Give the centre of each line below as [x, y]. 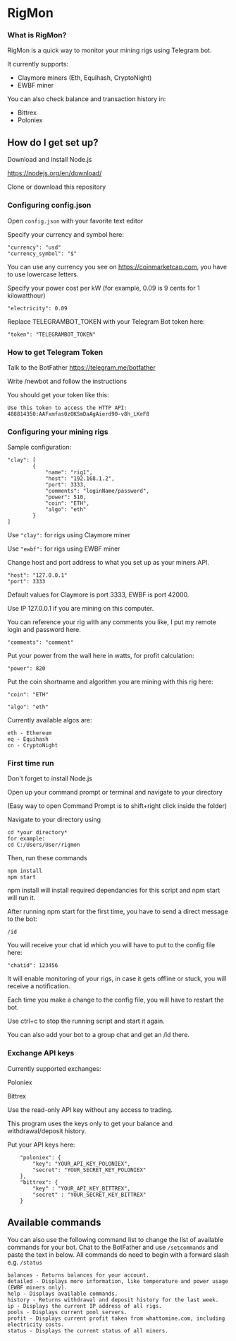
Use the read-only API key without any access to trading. [90, 1109]
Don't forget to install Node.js [50, 778]
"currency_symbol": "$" [42, 253]
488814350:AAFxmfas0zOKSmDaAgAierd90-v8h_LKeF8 [79, 414]
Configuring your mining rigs [58, 431]
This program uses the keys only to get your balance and [90, 1123]
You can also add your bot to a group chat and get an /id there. [99, 1035]
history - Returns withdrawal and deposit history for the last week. [113, 1300]
